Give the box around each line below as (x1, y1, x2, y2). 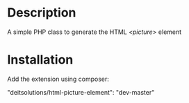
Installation (7, 52, 74, 68)
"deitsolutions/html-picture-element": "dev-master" (7, 88, 155, 96)
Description (7, 5, 76, 21)
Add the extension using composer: (7, 75, 110, 83)
